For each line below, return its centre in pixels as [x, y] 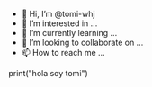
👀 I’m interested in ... [59, 23]
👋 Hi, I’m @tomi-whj [58, 14]
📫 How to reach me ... [63, 52]
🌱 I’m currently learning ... [69, 33]
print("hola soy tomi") [49, 73]
